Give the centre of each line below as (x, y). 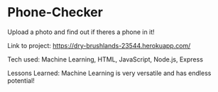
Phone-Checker (55, 12)
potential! (21, 80)
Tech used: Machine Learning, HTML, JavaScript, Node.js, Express (105, 59)
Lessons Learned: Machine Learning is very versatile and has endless (109, 73)
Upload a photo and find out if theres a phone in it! (81, 32)
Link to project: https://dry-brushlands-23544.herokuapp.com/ (99, 45)
